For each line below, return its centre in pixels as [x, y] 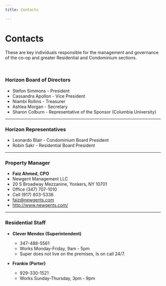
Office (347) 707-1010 [35, 189]
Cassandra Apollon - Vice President [49, 96]
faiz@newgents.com [33, 200]
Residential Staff [25, 223]
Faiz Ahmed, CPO [31, 173]
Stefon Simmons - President [41, 91]
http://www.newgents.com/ [40, 205]
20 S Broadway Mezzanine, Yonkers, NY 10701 [60, 184]
